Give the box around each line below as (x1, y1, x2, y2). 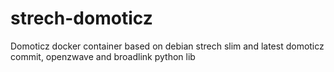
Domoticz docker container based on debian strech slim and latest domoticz (10, 40, 325, 52)
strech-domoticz (10, 7, 153, 30)
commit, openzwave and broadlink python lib (10, 50, 196, 62)
